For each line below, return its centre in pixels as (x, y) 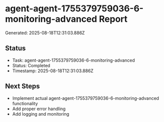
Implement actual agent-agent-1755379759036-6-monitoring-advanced (86, 98)
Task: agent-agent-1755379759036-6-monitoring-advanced (73, 60)
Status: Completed (31, 65)
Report (113, 19)
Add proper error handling (39, 109)
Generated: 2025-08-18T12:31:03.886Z (45, 33)
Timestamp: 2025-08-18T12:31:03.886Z (53, 71)
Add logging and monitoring (41, 114)
